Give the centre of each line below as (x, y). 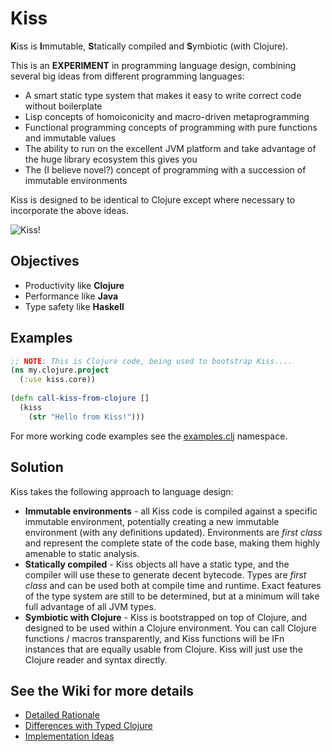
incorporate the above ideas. (69, 210)
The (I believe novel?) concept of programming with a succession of (165, 169)
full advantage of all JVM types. (90, 606)
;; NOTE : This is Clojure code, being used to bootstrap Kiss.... (151, 361)
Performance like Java (71, 296)
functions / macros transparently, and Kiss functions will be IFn (154, 638)
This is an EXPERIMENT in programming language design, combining (153, 65)
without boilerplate (63, 106)
